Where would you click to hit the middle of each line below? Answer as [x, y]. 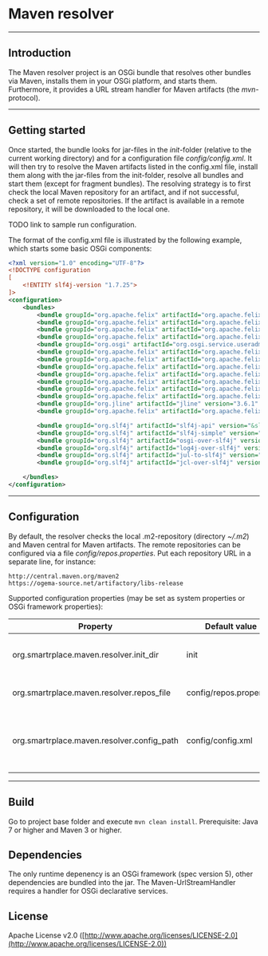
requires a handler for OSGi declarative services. [89, 891]
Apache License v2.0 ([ [47, 935]
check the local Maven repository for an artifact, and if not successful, [124, 192]
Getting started [47, 130]
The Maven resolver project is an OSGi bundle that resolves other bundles [130, 72]
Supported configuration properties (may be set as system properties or [127, 598]
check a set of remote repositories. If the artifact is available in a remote [126, 200]
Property [96, 626]
